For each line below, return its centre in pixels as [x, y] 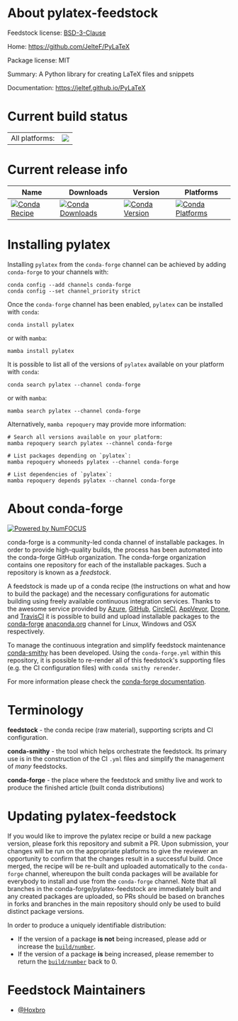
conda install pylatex [41, 324]
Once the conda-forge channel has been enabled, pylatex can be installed [115, 304]
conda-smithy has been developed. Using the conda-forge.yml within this [114, 653]
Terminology [45, 710]
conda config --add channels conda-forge [69, 285]
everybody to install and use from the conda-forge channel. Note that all [112, 881]
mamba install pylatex [41, 351]
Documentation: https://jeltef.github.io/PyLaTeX [76, 87]
